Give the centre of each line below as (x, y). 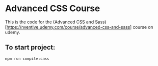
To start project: (30, 47)
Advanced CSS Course (53, 8)
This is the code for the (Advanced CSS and (50, 22)
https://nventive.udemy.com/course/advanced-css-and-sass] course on (80, 27)
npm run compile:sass (27, 59)
